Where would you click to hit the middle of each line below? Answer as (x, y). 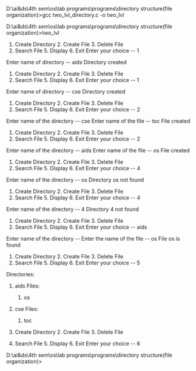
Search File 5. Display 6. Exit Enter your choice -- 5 (77, 263)
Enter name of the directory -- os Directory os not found (75, 180)
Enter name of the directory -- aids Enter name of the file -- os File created (98, 150)
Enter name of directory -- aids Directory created (66, 62)
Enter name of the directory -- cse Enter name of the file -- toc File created (98, 121)
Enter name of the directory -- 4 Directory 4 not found (72, 209)
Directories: (20, 274)
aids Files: (27, 286)
